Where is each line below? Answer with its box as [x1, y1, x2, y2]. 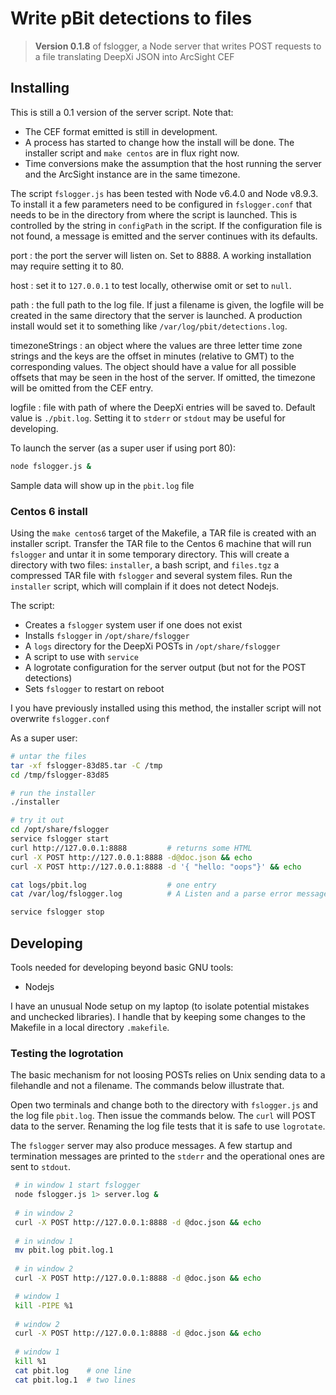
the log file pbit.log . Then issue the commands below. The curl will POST [10, 1110, 317, 1122]
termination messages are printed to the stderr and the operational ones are [10, 1150, 325, 1162]
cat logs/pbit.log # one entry [10, 880, 217, 890]
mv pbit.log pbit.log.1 [14, 1245, 114, 1256]
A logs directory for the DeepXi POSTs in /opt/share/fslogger [24, 640, 281, 652]
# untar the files [10, 751, 87, 761]
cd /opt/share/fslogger [10, 825, 110, 835]
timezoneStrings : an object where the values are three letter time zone [10, 339, 303, 351]
